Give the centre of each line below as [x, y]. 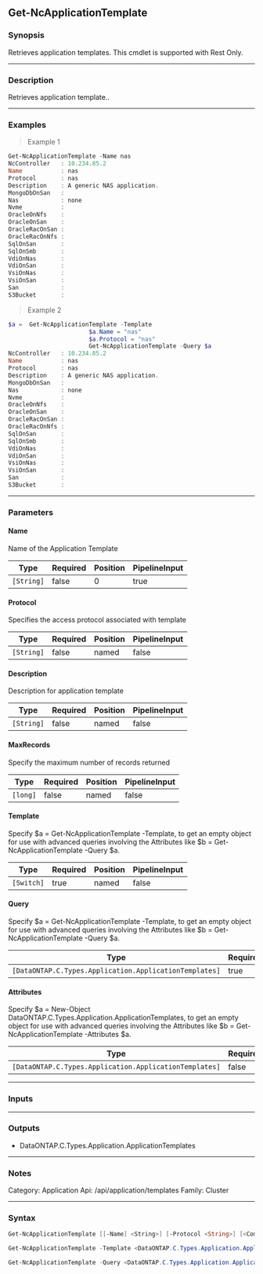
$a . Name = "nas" [115, 332]
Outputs [24, 1128]
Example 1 [43, 142]
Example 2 [44, 310]
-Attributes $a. [108, 1035]
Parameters [31, 512]
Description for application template [66, 691]
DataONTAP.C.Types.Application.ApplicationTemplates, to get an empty [123, 1018]
